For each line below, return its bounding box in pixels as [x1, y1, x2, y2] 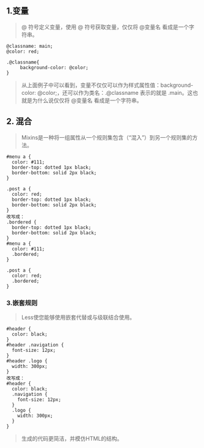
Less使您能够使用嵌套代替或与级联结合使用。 [21, 313, 136, 321]
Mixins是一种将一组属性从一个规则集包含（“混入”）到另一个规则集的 [21, 133, 192, 141]
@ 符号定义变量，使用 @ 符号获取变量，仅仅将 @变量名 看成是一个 [21, 23, 189, 31]
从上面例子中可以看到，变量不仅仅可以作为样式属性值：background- [21, 81, 194, 89]
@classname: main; [6, 43, 53, 49]
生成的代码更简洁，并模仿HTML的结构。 [21, 435, 123, 442]
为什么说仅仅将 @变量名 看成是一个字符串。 [32, 97, 142, 104]
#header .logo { [6, 357, 48, 364]
